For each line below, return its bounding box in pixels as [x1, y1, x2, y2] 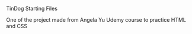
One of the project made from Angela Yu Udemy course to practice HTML [6, 16, 187, 23]
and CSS [6, 23, 28, 29]
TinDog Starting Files [6, 5, 58, 12]
